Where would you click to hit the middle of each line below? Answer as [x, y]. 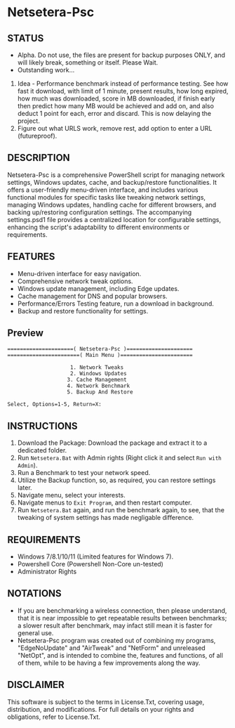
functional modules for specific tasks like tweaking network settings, [106, 197]
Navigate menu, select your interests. [72, 495]
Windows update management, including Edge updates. [98, 288]
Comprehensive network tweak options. [75, 281]
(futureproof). [37, 136]
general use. [35, 632]
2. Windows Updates [99, 374]
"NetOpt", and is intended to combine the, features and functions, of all [120, 655]
